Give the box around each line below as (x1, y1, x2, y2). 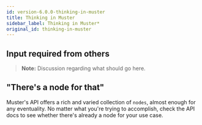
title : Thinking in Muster (6, 15, 75, 21)
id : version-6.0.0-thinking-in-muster (6, 9, 105, 15)
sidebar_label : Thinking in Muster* (6, 20, 100, 26)
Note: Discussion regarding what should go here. (21, 65, 146, 72)
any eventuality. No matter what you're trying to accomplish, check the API (6, 105, 195, 112)
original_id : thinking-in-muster (6, 26, 92, 32)
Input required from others (6, 48, 110, 59)
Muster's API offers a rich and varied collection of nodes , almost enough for (6, 98, 196, 105)
